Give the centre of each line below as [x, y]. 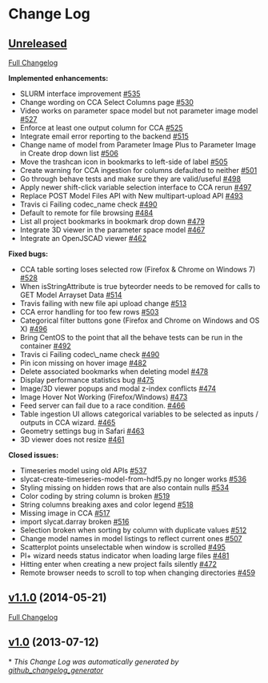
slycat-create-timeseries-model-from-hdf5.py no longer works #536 [133, 479]
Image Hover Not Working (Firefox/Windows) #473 [104, 397]
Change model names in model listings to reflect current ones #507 [131, 538]
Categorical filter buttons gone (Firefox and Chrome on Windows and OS [140, 320]
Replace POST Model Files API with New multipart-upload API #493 [132, 196]
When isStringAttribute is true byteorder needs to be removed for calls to [140, 286]
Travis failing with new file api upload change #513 [103, 303]
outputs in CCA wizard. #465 [68, 422]
